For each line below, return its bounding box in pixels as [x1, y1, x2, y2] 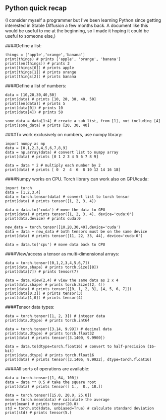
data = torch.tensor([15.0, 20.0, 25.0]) [5, 393, 92, 398]
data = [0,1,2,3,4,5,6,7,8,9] [5, 145, 68, 151]
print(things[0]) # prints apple [5, 65, 74, 70]
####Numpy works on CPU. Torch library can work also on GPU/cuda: [5, 176, 149, 182]
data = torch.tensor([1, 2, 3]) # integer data [5, 313, 106, 319]
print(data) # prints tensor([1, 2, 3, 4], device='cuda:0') [5, 211, 134, 217]
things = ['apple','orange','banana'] [5, 52, 85, 57]
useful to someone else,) [5, 33, 56, 39]
